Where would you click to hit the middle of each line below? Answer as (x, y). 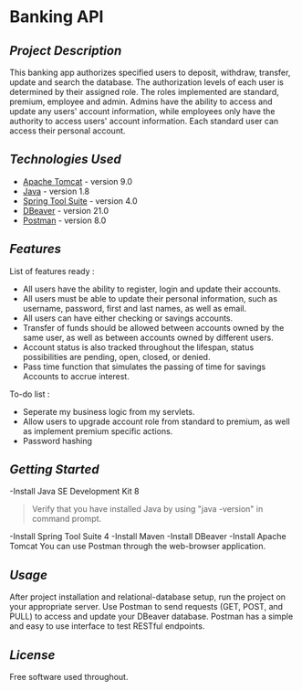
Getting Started (54, 469)
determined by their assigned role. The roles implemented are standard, (145, 92)
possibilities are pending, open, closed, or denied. (116, 356)
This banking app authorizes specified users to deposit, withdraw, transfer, (150, 72)
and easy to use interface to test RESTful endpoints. (107, 626)
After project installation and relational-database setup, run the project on (147, 597)
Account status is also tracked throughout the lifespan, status (138, 347)
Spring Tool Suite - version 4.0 (80, 201)
